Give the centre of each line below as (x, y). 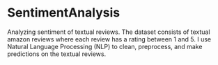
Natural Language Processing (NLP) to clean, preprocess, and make (105, 46)
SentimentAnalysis (64, 13)
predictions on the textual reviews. (57, 54)
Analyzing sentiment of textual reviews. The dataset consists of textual (109, 32)
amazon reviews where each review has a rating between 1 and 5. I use (109, 39)
